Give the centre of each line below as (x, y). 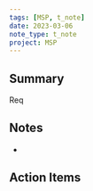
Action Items (45, 178)
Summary (37, 78)
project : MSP (33, 42)
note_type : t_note (43, 34)
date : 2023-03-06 (41, 26)
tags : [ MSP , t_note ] (47, 17)
